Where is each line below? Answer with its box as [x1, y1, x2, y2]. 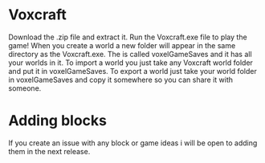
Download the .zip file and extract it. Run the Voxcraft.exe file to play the [8, 32, 247, 42]
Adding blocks [8, 112, 107, 130]
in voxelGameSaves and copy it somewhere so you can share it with [8, 75, 234, 84]
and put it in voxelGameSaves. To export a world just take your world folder [8, 66, 257, 75]
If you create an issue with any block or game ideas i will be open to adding [8, 138, 258, 148]
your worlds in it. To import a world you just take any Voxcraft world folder [8, 58, 253, 67]
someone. [8, 83, 42, 93]
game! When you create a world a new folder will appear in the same [8, 40, 236, 50]
